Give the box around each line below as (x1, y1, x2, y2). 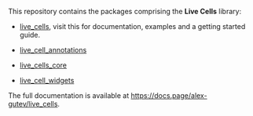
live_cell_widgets (19, 76, 75, 85)
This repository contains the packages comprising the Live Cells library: (8, 7, 242, 16)
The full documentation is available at (8, 91, 130, 100)
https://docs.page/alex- (130, 91, 207, 100)
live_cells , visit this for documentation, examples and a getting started (19, 22, 246, 31)
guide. (19, 31, 41, 39)
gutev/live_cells (8, 100, 58, 108)
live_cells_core (19, 60, 68, 70)
